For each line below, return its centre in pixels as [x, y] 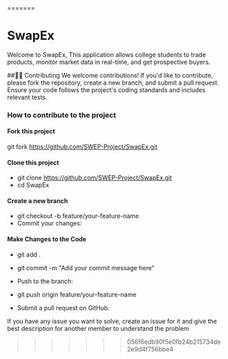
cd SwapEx [33, 185]
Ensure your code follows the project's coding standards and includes [106, 89]
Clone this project [33, 162]
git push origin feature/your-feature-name [76, 294]
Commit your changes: [49, 224]
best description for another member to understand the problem [98, 328]
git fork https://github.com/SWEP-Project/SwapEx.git [82, 147]
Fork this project [31, 131]
